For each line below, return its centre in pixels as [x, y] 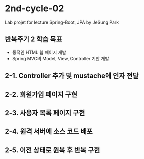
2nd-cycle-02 [34, 9]
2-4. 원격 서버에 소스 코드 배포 [49, 132]
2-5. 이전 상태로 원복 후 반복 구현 [52, 150]
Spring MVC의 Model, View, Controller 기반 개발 [60, 58]
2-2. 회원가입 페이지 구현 [41, 95]
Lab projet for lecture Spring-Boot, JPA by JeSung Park [62, 22]
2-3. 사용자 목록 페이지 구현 [45, 113]
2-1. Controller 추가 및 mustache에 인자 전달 [72, 76]
